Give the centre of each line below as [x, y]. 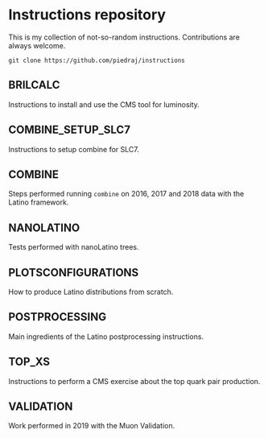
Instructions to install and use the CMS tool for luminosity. [104, 104]
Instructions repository [87, 15]
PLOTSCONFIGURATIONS [74, 273]
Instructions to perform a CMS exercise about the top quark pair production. [134, 381]
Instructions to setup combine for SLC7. [74, 149]
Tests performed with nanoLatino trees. [74, 247]
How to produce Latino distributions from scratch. [91, 292]
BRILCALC [34, 85]
